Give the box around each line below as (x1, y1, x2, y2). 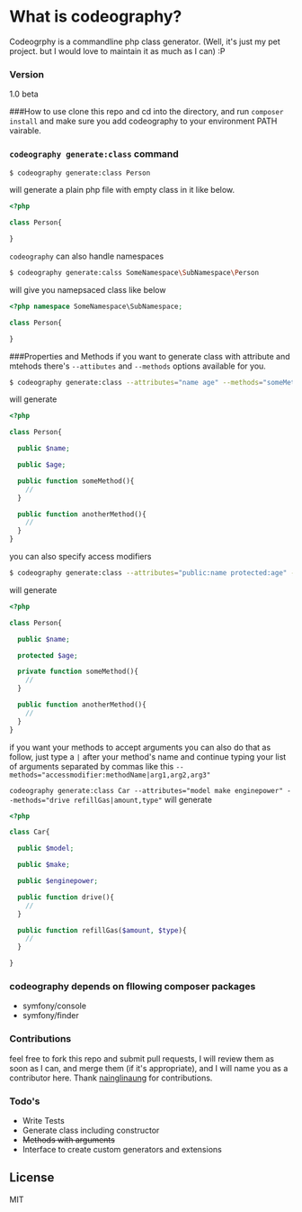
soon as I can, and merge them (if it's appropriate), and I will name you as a (9, 1062, 289, 1073)
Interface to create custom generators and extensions (22, 1144, 222, 1154)
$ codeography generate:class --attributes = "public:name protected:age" (9, 569, 288, 578)
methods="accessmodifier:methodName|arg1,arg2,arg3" (9, 770, 211, 779)
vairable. (9, 125, 42, 136)
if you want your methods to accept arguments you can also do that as (9, 742, 271, 752)
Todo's (9, 1095, 40, 1107)
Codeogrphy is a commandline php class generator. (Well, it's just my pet (9, 36, 280, 47)
